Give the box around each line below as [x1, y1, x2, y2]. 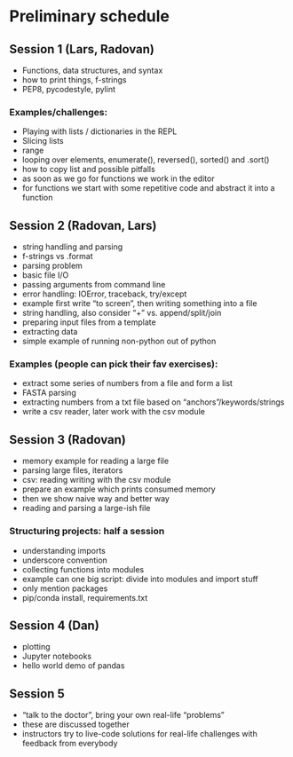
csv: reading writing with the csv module [21, 475, 171, 485]
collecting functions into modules [21, 564, 145, 574]
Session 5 [9, 686, 65, 701]
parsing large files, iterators [21, 465, 123, 476]
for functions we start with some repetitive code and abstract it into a [21, 183, 275, 193]
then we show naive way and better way [21, 493, 170, 504]
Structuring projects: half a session [9, 525, 165, 538]
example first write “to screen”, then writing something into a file [21, 298, 257, 309]
